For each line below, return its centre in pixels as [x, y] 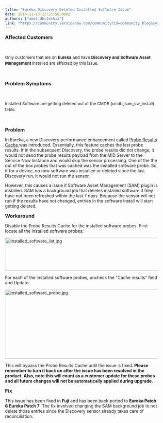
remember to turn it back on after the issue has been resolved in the [75, 371]
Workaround [20, 216]
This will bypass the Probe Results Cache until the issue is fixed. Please [77, 366]
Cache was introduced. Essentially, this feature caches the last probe [74, 145]
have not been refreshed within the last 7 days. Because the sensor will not [80, 196]
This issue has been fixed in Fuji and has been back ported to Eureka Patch [81, 401]
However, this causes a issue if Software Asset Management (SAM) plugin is [81, 185]
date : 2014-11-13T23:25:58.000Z [38, 14]
